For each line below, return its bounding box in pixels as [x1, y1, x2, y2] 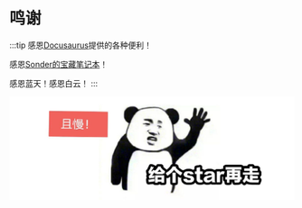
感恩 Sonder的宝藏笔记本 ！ [9, 59, 109, 69]
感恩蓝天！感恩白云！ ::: [9, 77, 99, 88]
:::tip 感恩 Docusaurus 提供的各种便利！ [9, 40, 152, 50]
